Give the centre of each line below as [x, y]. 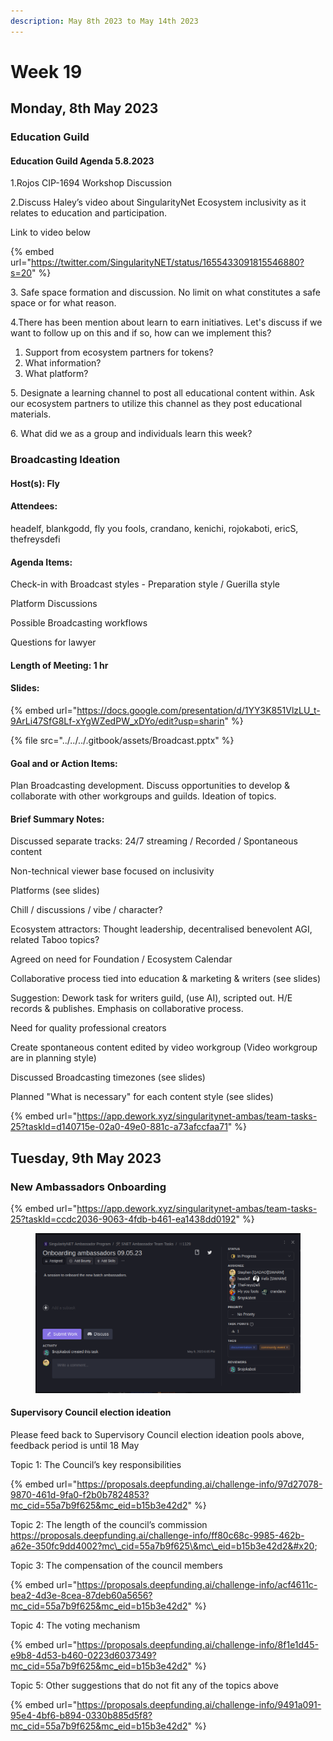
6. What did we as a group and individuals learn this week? [131, 434]
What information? [63, 363]
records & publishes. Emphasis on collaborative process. [127, 1009]
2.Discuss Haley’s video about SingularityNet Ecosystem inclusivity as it [158, 202]
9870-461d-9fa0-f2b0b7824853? [80, 1494]
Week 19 [46, 71]
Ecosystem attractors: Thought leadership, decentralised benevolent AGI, [161, 929]
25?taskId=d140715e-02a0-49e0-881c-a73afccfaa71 [119, 1127]
